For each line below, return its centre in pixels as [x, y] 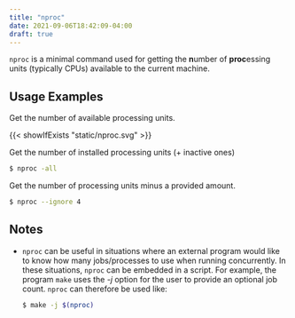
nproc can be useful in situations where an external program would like [151, 250]
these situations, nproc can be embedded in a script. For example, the [149, 270]
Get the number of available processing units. [92, 118]
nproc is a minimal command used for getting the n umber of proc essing [140, 60]
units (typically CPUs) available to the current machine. [109, 68]
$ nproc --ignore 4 [45, 202]
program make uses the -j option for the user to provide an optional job [149, 279]
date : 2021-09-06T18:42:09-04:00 [71, 26]
